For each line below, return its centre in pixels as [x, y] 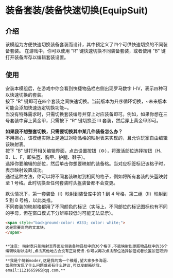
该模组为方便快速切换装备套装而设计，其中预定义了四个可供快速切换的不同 [84, 44]
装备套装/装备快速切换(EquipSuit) [77, 11]
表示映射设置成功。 [26, 170]
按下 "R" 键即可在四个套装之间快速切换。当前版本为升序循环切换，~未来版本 [86, 101]
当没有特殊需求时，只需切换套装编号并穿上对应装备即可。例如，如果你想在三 [86, 114]
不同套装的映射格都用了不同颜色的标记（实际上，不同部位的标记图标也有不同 [86, 207]
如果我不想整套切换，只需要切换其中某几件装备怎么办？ [64, 131]
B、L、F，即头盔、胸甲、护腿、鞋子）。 [47, 157]
